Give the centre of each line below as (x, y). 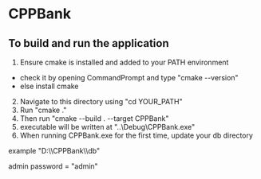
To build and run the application (89, 43)
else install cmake (49, 86)
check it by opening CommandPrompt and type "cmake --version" (129, 78)
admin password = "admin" (53, 166)
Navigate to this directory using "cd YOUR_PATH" (101, 101)
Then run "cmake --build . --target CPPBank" (94, 119)
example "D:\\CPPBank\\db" (54, 151)
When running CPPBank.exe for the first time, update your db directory (136, 135)
